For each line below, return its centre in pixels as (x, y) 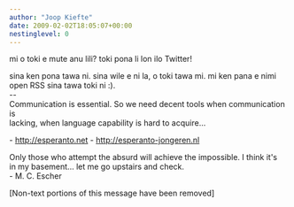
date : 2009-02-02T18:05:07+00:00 (71, 26)
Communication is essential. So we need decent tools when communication (147, 104)
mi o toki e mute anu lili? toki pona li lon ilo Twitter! (101, 59)
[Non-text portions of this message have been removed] (112, 193)
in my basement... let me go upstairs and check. (97, 167)
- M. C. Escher (35, 176)
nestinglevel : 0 (39, 34)
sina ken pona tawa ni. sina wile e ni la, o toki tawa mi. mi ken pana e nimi (143, 76)
